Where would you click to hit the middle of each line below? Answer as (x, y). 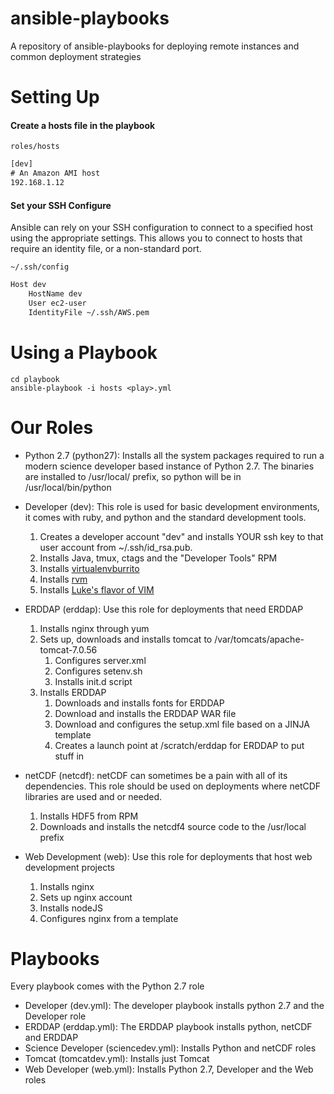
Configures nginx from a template (109, 918)
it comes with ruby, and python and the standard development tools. (165, 517)
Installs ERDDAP (73, 692)
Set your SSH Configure (61, 205)
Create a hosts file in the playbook (83, 125)
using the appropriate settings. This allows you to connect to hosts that (156, 238)
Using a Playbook (84, 352)
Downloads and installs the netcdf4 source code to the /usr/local (173, 826)
